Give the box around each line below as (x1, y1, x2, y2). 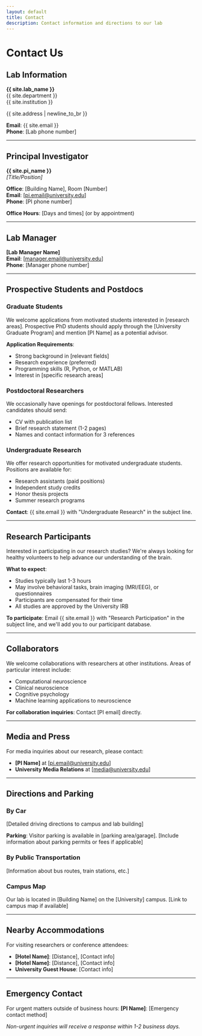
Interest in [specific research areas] (14, 371, 103, 379)
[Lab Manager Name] (6, 249, 60, 256)
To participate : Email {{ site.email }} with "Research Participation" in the (6, 615, 185, 622)
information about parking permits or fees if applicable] (6, 838, 143, 845)
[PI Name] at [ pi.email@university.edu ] (14, 759, 111, 767)
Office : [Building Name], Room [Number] (6, 185, 108, 192)
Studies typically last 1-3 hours (14, 577, 91, 584)
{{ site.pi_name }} (6, 167, 52, 174)
